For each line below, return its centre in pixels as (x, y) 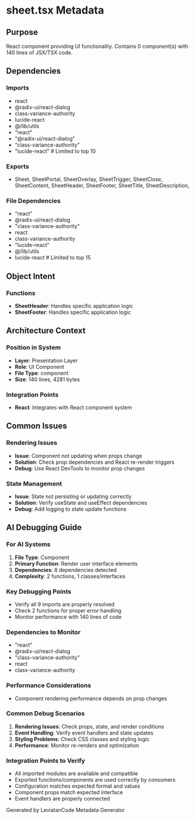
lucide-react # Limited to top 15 (53, 258)
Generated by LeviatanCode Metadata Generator (66, 810)
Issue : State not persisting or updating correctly (73, 496)
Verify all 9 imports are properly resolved (65, 604)
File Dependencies (33, 200)
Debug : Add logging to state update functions (71, 509)
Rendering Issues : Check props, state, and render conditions (89, 726)
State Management (34, 483)
